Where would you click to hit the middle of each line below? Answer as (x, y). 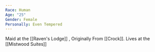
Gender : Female (21, 19)
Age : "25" (16, 15)
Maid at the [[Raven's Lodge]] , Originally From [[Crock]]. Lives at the (77, 39)
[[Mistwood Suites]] (26, 44)
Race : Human (18, 10)
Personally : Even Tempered (34, 24)
